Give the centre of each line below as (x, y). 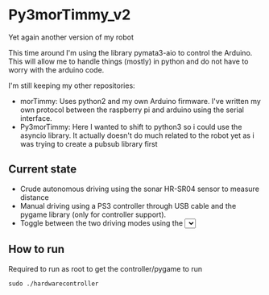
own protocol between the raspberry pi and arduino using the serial (132, 110)
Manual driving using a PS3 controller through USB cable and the (128, 206)
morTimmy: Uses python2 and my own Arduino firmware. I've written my (141, 101)
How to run (37, 249)
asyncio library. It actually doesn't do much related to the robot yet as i (137, 135)
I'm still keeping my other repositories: (72, 85)
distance (35, 197)
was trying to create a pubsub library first (89, 143)
